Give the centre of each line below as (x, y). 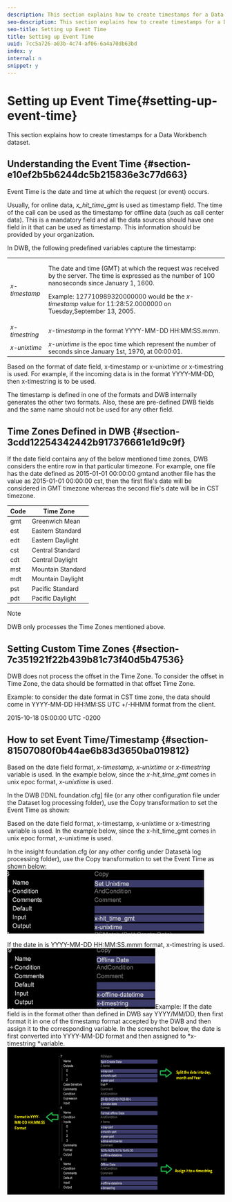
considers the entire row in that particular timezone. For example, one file (111, 466)
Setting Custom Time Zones (68, 649)
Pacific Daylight (54, 598)
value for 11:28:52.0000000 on (125, 304)
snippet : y (23, 66)
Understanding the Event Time (74, 164)
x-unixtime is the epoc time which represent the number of (132, 344)
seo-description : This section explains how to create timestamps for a (114, 22)
